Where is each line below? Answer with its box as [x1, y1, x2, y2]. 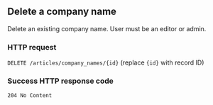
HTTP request [7, 42, 57, 52]
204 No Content [7, 92, 53, 99]
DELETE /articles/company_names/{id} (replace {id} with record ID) [7, 58, 204, 67]
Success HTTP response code [7, 76, 114, 86]
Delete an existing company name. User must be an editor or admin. [7, 24, 207, 33]
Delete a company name [7, 6, 117, 18]
